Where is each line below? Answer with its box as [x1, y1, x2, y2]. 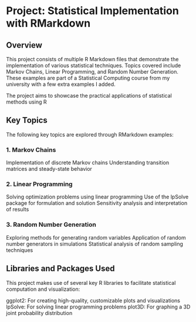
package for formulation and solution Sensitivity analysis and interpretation [6, 200, 188, 207]
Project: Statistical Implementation [6, 4, 179, 18]
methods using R [6, 98, 47, 105]
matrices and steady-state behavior [6, 165, 93, 172]
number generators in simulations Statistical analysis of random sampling [6, 240, 184, 247]
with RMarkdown [6, 16, 91, 30]
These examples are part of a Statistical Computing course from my [6, 75, 170, 81]
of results [6, 206, 29, 213]
